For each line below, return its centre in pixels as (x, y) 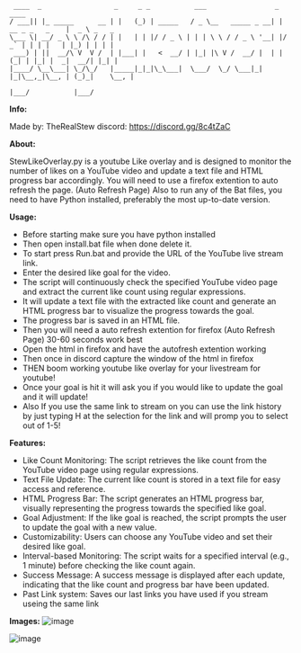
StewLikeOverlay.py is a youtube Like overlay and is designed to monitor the (150, 161)
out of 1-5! (41, 425)
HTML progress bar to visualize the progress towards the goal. (138, 311)
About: (22, 144)
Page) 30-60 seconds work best (83, 340)
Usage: (23, 217)
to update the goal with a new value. (89, 527)
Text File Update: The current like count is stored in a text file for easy (151, 479)
